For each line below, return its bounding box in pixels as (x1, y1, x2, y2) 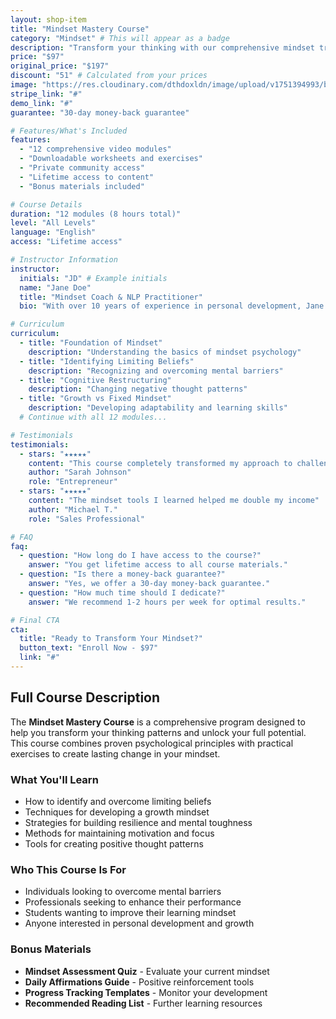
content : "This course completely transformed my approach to (28, 458, 293, 468)
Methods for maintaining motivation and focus (24, 827, 215, 839)
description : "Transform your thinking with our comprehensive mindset (10, 42, 315, 53)
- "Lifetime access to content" (19, 172, 155, 182)
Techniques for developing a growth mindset (24, 806, 210, 818)
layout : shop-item (10, 14, 87, 25)
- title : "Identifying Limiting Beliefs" (19, 356, 195, 366)
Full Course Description (10, 689, 161, 706)
